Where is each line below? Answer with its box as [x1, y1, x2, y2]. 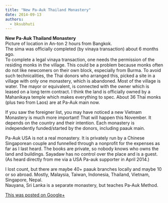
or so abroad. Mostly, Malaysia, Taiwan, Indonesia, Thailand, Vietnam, [5, 172, 150, 178]
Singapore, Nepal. [5, 177, 43, 183]
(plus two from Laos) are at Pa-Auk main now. [5, 99, 100, 106]
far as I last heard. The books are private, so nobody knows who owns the [5, 146, 159, 152]
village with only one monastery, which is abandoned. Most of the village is [5, 78, 161, 84]
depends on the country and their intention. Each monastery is [5, 120, 135, 126]
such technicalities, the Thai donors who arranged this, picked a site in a [5, 73, 155, 79]
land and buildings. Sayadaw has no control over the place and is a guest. [5, 151, 158, 157]
